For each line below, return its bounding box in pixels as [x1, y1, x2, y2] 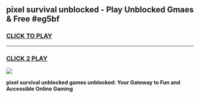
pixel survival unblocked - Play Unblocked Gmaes [6, 5, 194, 15]
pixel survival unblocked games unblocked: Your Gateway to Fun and [6, 78, 180, 86]
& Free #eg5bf [6, 14, 60, 24]
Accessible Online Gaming [6, 85, 73, 92]
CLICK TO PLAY [6, 32, 52, 40]
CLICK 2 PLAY [6, 54, 48, 62]
